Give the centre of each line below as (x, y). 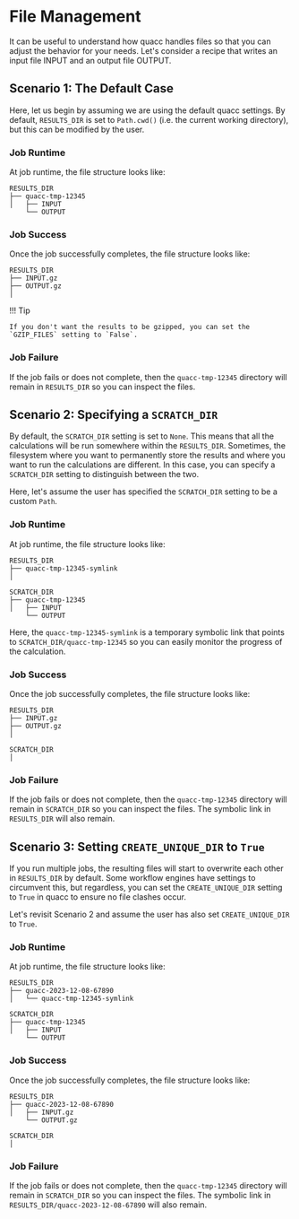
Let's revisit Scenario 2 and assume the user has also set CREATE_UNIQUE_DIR (149, 914)
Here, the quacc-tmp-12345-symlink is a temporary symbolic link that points (147, 632)
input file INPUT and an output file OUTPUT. (90, 60)
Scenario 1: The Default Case (92, 88)
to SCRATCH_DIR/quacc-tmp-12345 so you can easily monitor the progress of (146, 641)
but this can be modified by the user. (77, 129)
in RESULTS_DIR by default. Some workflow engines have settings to (132, 878)
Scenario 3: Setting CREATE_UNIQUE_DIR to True (137, 846)
